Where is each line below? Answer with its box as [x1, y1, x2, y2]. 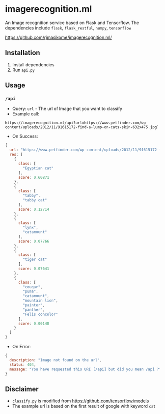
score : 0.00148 [18, 321, 50, 326]
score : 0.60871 [18, 175, 50, 180]
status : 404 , [9, 362, 36, 367]
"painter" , [23, 303, 45, 308]
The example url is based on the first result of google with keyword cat [12, 403, 156, 409]
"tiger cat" [23, 257, 48, 262]
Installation [5, 49, 40, 57]
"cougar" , [23, 284, 43, 289]
